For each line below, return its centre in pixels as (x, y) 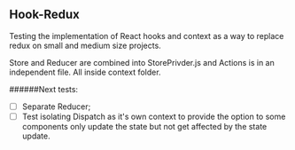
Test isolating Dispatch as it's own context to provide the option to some (154, 116)
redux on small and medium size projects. (85, 45)
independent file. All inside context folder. (85, 72)
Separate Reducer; (56, 107)
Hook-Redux (44, 15)
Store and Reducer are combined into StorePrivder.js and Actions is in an (142, 62)
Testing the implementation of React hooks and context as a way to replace (147, 36)
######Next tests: (43, 89)
